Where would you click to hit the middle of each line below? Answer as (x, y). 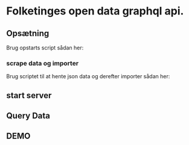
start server (29, 95)
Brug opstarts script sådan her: (45, 48)
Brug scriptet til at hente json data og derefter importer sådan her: (88, 76)
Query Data (28, 116)
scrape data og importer (43, 63)
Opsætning (28, 33)
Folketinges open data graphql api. (95, 11)
